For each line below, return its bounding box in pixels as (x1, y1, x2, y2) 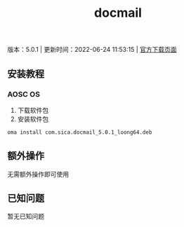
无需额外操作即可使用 (7, 170, 69, 178)
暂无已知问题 (7, 212, 44, 221)
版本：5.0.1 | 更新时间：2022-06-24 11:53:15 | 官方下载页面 (7, 46, 177, 54)
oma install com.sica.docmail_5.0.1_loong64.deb (7, 128, 152, 136)
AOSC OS (7, 89, 41, 99)
